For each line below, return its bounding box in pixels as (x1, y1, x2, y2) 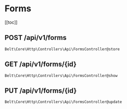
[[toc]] (4, 19, 18, 25)
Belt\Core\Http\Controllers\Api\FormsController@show (4, 73, 118, 78)
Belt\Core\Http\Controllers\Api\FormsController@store (4, 46, 120, 52)
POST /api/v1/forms (4, 34, 67, 42)
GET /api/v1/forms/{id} (4, 60, 77, 69)
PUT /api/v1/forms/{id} (4, 86, 77, 95)
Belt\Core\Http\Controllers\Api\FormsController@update (4, 100, 122, 105)
